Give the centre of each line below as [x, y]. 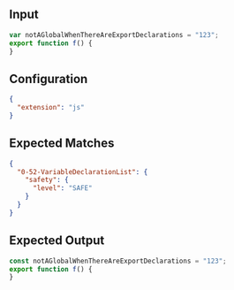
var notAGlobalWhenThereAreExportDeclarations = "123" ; [114, 34]
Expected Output [57, 241]
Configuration [49, 79]
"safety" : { [47, 180]
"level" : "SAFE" [62, 188]
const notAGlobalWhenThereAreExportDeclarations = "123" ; [118, 261]
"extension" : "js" [51, 108]
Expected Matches [62, 144]
